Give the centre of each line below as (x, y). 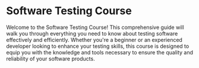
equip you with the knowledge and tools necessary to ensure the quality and (100, 52)
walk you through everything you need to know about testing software (92, 33)
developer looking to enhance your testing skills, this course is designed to (98, 46)
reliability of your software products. (50, 59)
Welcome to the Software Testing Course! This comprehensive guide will (95, 27)
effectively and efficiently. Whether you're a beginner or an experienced (94, 40)
